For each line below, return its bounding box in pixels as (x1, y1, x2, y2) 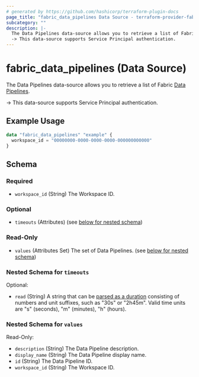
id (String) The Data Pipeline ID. (14, 357, 93, 365)
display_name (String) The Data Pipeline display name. (14, 352, 147, 359)
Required (6, 177, 33, 185)
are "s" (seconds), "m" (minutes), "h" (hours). (14, 305, 127, 312)
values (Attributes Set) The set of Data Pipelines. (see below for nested (14, 247, 188, 254)
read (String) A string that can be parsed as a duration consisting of (14, 292, 179, 299)
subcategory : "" (6, 20, 46, 25)
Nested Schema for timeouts (6, 268, 89, 276)
